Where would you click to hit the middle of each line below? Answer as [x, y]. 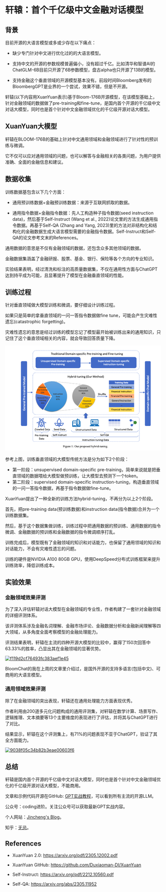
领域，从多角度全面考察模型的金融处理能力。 [55, 632]
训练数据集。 [18, 515]
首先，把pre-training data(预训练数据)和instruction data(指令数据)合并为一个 [82, 509]
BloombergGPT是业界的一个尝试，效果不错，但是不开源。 [71, 86]
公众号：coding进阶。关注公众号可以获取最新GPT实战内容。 [66, 807]
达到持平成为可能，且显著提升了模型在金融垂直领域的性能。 [66, 275]
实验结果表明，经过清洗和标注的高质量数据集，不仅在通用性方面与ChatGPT [82, 269]
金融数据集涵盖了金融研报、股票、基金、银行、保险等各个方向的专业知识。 [81, 258]
